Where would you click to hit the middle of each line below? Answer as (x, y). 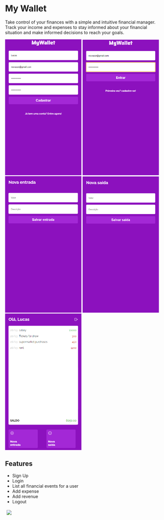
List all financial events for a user (45, 486)
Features (19, 464)
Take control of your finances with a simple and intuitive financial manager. (80, 22)
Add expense (25, 491)
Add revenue (25, 496)
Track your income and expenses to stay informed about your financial (76, 27)
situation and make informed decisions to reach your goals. (65, 32)
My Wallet (26, 9)
